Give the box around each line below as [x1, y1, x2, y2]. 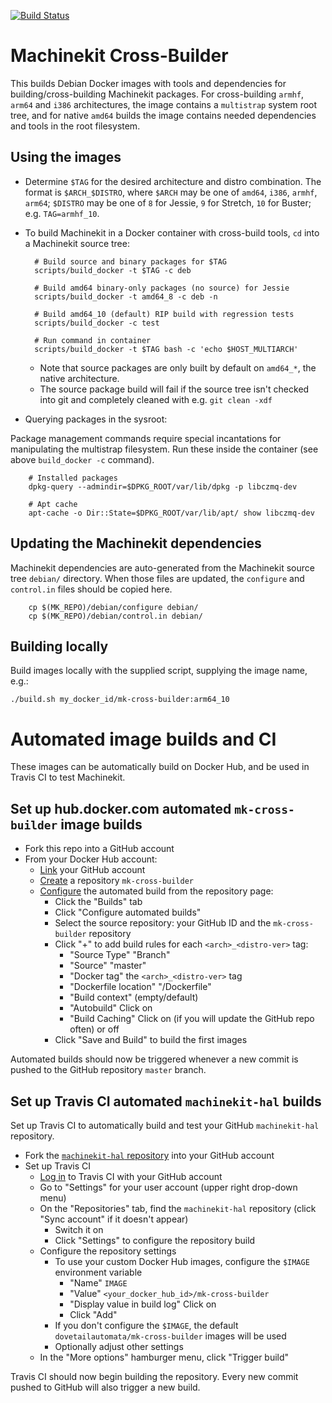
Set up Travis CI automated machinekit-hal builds [10, 1093, 322, 1110]
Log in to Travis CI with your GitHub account [39, 1170, 223, 1182]
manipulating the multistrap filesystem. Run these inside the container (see [10, 443, 319, 455]
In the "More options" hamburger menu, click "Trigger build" [39, 1351, 290, 1363]
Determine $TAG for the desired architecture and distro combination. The [24, 175, 322, 187]
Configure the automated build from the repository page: [39, 885, 274, 897]
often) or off [69, 1023, 120, 1035]
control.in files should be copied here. [10, 583, 173, 595]
